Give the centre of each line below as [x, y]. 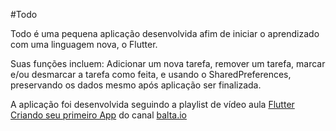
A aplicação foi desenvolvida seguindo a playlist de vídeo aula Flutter [152, 104]
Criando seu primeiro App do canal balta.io [99, 115]
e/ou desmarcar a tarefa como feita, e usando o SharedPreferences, [151, 74]
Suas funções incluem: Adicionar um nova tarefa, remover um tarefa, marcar [168, 63]
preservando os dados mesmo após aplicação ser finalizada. [136, 85]
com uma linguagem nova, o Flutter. [84, 44]
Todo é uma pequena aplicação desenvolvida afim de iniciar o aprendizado [165, 33]
